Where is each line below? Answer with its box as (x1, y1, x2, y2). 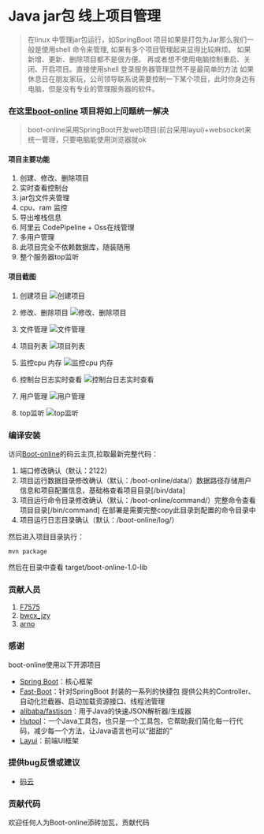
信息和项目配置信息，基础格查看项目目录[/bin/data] (19, 486, 186, 495)
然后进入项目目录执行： (8, 531, 84, 541)
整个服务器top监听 (19, 252, 80, 262)
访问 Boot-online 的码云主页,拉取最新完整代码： (8, 449, 159, 458)
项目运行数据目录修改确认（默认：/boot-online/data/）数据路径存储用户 (19, 475, 252, 485)
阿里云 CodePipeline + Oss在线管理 (19, 222, 135, 233)
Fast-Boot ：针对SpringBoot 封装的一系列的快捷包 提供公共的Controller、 (19, 687, 255, 696)
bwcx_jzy (19, 611, 51, 620)
